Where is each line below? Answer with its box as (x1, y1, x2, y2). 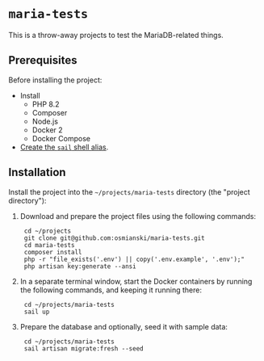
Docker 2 (31, 124, 63, 135)
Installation (8, 166, 66, 179)
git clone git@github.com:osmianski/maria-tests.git (23, 233, 205, 242)
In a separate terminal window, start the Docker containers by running (19, 276, 253, 286)
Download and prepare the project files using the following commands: (19, 211, 257, 220)
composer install (23, 248, 82, 256)
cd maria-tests (23, 241, 75, 249)
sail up (23, 308, 50, 316)
